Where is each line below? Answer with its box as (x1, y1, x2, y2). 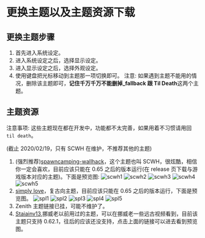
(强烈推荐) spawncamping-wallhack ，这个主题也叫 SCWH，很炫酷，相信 (15, 157, 198, 165)
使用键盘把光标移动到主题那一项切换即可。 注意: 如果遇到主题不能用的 (15, 72, 192, 79)
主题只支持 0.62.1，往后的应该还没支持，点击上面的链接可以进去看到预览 (15, 217, 198, 225)
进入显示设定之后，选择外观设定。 (15, 65, 102, 71)
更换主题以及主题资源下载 (6, 5, 136, 20)
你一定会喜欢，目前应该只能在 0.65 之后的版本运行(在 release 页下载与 (15, 165, 193, 173)
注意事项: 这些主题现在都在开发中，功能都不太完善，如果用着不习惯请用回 (6, 124, 192, 131)
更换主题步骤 (6, 32, 55, 42)
